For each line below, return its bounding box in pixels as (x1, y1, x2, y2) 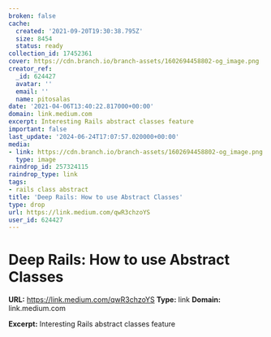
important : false (8, 125, 67, 133)
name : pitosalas (15, 95, 71, 103)
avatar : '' (15, 80, 53, 88)
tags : (8, 178, 27, 187)
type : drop (8, 201, 45, 209)
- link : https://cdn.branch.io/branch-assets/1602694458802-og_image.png (8, 148, 264, 156)
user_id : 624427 (8, 216, 63, 224)
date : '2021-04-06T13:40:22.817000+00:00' (8, 102, 154, 110)
